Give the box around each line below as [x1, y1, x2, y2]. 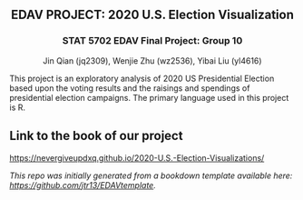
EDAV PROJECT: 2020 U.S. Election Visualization [10, 7, 295, 23]
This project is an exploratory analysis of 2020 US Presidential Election [9, 73, 275, 84]
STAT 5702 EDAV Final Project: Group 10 [62, 35, 243, 47]
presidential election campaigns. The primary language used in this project [9, 92, 289, 103]
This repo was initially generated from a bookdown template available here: [9, 170, 293, 181]
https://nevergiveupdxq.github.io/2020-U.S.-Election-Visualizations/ [9, 152, 265, 163]
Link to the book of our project [9, 128, 183, 144]
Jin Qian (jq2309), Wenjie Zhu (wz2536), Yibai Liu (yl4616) [43, 55, 262, 66]
